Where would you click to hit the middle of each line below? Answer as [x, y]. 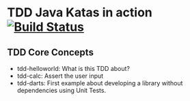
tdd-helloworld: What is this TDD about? [73, 69]
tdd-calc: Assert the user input [60, 76]
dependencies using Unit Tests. [62, 90]
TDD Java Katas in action [80, 13]
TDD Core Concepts [51, 52]
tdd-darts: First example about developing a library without [100, 83]
